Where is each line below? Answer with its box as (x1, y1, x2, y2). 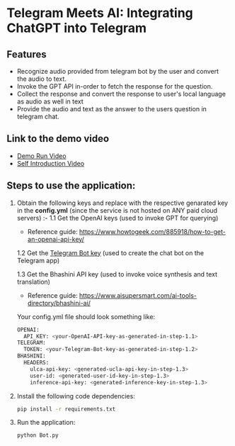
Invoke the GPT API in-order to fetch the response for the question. (16, 82, 213, 90)
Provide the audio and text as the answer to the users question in (16, 105, 207, 113)
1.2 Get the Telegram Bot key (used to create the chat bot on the (16, 248, 205, 257)
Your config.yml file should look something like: (16, 312, 156, 320)
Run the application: (16, 418, 76, 427)
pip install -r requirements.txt (16, 406, 116, 413)
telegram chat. (16, 112, 59, 121)
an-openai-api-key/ (27, 235, 84, 243)
